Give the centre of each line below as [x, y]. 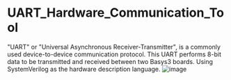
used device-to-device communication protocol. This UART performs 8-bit [114, 54]
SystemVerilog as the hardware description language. [84, 69]
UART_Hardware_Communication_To [116, 13]
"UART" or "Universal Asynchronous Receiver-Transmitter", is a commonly [114, 47]
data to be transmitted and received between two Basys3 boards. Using [110, 61]
